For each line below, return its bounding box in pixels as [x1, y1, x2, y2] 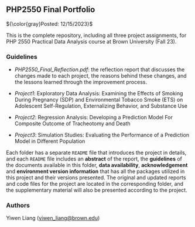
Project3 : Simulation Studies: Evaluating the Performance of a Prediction [14, 132, 189, 139]
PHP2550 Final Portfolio [6, 5, 95, 15]
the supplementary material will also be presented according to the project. [6, 186, 187, 193]
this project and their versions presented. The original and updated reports [6, 174, 186, 181]
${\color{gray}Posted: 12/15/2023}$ [6, 20, 93, 27]
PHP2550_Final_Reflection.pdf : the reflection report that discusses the [14, 66, 185, 73]
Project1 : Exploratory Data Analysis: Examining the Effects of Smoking [14, 90, 183, 97]
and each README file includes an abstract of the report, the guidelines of [6, 155, 183, 162]
